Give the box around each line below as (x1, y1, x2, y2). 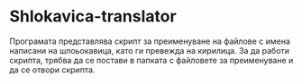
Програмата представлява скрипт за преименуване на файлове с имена (9, 36, 291, 46)
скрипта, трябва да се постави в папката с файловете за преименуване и (9, 55, 294, 65)
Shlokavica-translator (9, 6, 178, 27)
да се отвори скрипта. (9, 64, 96, 75)
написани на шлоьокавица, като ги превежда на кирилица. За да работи (9, 45, 290, 55)
